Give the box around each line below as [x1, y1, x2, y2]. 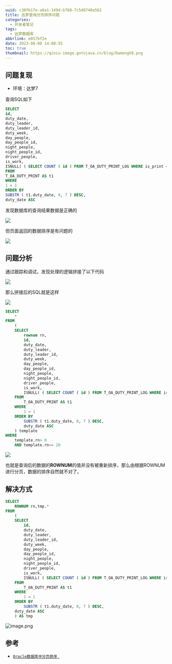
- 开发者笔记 [10, 22, 34, 27]
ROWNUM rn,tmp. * [14, 504, 50, 509]
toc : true [5, 46, 27, 51]
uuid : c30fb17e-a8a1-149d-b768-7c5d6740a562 [5, 7, 102, 13]
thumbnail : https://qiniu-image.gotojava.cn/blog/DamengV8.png [5, 50, 143, 55]
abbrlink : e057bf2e [5, 36, 47, 42]
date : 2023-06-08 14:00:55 [5, 41, 63, 46]
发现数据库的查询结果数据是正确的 [5, 207, 77, 213]
